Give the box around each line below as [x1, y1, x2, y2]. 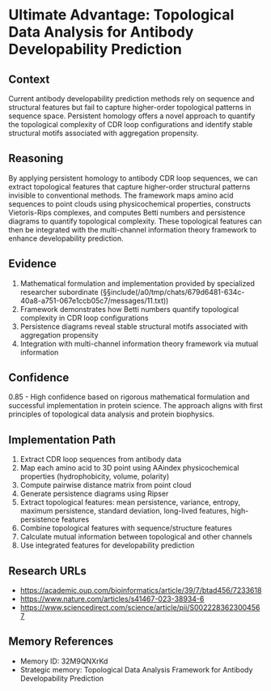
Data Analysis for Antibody [8, 23, 194, 41]
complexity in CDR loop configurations [19, 313, 149, 322]
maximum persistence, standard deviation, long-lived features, [19, 506, 229, 516]
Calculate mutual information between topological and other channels [19, 532, 252, 542]
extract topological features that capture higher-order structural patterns [8, 181, 251, 191]
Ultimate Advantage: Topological [8, 6, 235, 24]
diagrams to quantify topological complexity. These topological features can [8, 216, 262, 226]
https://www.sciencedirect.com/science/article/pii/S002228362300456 [19, 603, 260, 612]
